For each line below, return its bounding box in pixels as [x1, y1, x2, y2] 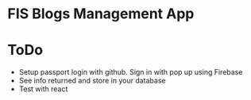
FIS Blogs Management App [7, 5, 195, 23]
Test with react [18, 84, 68, 94]
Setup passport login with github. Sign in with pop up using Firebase [18, 67, 243, 77]
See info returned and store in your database [18, 76, 166, 86]
